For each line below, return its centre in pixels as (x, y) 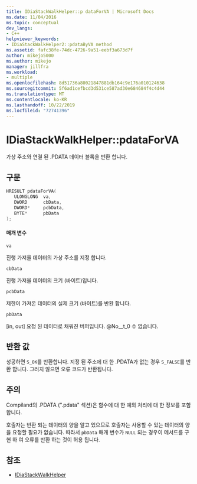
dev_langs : (19, 28)
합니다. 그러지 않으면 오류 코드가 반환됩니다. (63, 369)
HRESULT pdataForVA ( (32, 191)
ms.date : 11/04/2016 (32, 17)
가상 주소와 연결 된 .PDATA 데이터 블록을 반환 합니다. (67, 157)
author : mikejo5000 (30, 56)
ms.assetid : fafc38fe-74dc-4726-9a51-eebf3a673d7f (70, 50)
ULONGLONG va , (32, 197)
